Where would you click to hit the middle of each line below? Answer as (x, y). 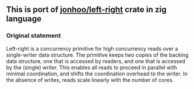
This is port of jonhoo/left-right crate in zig (86, 10)
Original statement (33, 36)
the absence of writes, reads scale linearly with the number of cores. (90, 80)
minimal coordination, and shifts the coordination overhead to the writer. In (97, 74)
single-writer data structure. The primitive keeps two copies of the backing (97, 55)
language (24, 19)
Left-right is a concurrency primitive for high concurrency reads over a (92, 48)
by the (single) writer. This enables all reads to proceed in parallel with (92, 67)
